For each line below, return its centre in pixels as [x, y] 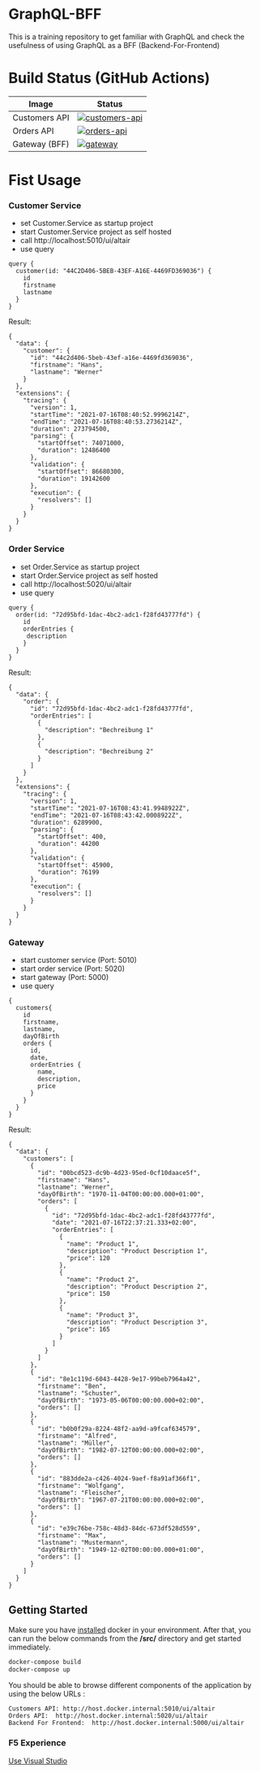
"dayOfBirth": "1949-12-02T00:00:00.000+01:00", [121, 1550]
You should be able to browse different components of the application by [130, 1685]
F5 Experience [37, 1743]
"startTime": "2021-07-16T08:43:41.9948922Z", [110, 808]
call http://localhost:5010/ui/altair [75, 241]
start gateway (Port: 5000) [64, 977]
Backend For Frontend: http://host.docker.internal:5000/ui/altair [126, 1723]
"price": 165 [88, 1329]
